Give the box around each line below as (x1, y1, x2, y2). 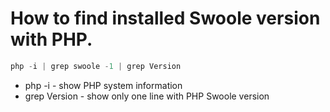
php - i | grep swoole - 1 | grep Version (10, 61, 182, 71)
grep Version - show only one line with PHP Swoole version (24, 90, 270, 102)
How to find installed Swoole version (10, 7, 321, 30)
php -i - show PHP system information (24, 79, 183, 91)
